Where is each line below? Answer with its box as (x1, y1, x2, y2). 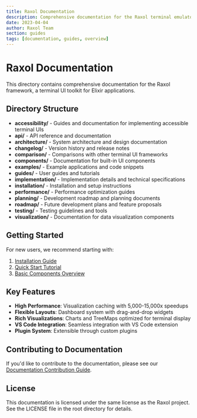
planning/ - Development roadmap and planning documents (14, 195, 161, 202)
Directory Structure (6, 104, 79, 114)
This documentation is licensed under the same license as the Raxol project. (6, 399, 190, 406)
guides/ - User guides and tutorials (14, 169, 100, 176)
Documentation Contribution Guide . (6, 366, 92, 373)
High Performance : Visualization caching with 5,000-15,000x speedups (14, 302, 189, 309)
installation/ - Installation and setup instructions (14, 182, 132, 189)
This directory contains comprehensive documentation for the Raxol (6, 81, 171, 88)
